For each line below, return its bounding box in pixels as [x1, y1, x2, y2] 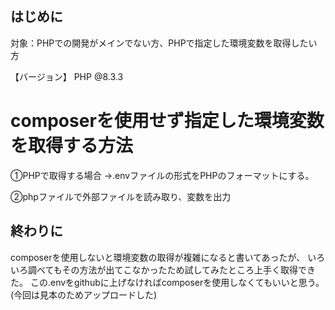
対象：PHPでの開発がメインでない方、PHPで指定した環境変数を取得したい [10, 37, 318, 49]
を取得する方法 [10, 135, 134, 157]
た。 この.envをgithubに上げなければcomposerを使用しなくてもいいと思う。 [10, 276, 325, 288]
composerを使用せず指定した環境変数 [10, 110, 325, 132]
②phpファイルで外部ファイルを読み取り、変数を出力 [10, 190, 232, 202]
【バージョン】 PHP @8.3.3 [10, 70, 124, 82]
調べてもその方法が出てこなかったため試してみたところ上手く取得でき [27, 263, 317, 276]
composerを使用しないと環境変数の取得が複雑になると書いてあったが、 [10, 251, 306, 263]
